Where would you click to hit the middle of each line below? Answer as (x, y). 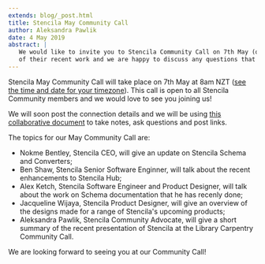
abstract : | (28, 45)
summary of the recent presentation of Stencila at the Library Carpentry (136, 228)
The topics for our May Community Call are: (79, 137)
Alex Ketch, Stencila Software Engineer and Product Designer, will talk (133, 186)
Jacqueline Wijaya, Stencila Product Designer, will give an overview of (134, 203)
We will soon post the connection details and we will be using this (115, 113)
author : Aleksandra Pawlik (52, 30)
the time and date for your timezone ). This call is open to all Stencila (118, 90)
